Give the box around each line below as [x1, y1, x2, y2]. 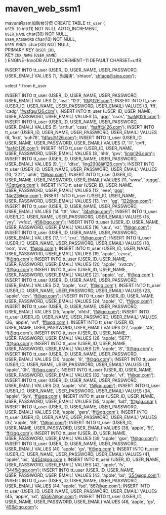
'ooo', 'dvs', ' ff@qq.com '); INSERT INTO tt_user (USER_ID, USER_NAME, [5, 245, 152, 251]
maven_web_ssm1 [5, 3, 81, 14]
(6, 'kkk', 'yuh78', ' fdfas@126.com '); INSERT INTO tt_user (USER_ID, [5, 135, 143, 141]
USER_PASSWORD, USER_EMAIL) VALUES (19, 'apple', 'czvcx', [5, 250, 132, 256]
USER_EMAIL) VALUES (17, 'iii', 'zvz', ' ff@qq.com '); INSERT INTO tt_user [5, 234, 152, 241]
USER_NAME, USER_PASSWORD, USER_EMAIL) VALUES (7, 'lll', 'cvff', [5, 140, 147, 146]
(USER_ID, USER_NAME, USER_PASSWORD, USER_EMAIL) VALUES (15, [5, 214, 151, 220]
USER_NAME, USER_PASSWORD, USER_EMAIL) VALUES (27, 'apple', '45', [5, 324, 155, 330]
